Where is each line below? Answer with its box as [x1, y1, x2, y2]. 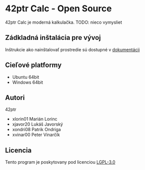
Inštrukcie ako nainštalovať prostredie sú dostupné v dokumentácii [5, 46, 140, 52]
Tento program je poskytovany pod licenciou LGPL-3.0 [5, 159, 116, 165]
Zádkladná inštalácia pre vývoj [5, 34, 101, 42]
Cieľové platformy [5, 61, 62, 69]
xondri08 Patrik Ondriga [12, 127, 61, 133]
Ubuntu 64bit [12, 74, 39, 80]
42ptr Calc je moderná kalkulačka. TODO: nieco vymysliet [5, 19, 122, 25]
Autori [5, 93, 25, 102]
